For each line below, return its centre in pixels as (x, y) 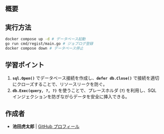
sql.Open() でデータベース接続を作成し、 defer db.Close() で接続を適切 (86, 78)
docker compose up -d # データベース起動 (45, 39)
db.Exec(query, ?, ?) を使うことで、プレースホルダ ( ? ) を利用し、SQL (84, 90)
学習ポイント (25, 65)
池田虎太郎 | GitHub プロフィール (46, 127)
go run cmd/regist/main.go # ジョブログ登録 (49, 44)
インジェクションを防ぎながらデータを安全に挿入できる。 (71, 96)
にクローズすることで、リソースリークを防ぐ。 (60, 84)
